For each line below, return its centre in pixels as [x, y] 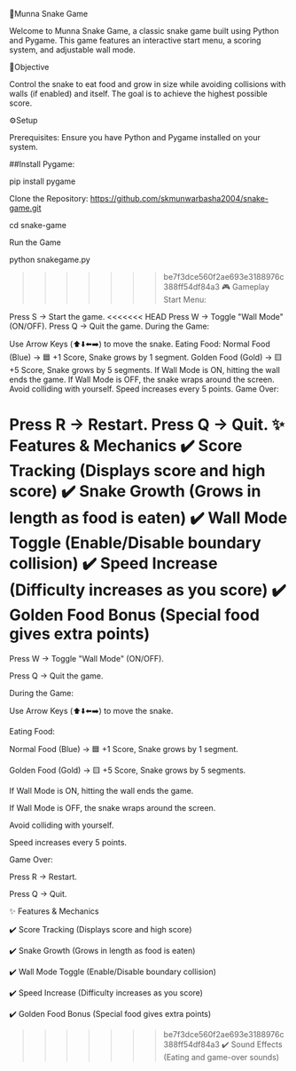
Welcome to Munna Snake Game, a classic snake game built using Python [144, 31]
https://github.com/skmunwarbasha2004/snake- [179, 198]
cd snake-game [38, 225]
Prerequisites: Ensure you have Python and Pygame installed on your [135, 137]
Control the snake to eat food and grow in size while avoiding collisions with [148, 84]
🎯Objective [29, 67]
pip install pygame [43, 181]
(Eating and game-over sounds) [222, 1057]
